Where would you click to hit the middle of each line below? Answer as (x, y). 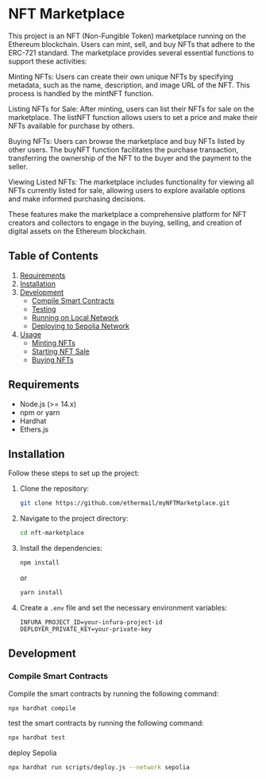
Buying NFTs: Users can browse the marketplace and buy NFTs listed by (127, 141)
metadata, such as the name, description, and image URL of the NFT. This (129, 85)
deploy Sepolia (33, 753)
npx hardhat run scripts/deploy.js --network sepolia (99, 768)
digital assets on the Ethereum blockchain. (77, 231)
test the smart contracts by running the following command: (106, 723)
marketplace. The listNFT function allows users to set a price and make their (133, 117)
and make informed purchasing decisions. (77, 199)
